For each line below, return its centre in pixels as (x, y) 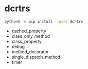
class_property (26, 41)
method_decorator (30, 51)
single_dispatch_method (36, 57)
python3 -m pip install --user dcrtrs (44, 22)
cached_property (29, 31)
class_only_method (31, 36)
